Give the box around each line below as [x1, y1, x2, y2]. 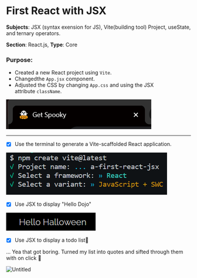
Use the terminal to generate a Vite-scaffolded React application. [14, 141, 172, 148]
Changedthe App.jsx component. [14, 75, 95, 83]
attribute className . [14, 88, 62, 95]
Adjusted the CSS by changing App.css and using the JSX [14, 82, 154, 89]
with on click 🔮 [6, 255, 42, 262]
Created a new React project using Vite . [14, 69, 112, 76]
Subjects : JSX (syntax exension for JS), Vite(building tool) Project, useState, [6, 23, 191, 30]
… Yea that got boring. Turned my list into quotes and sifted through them [6, 248, 184, 256]
